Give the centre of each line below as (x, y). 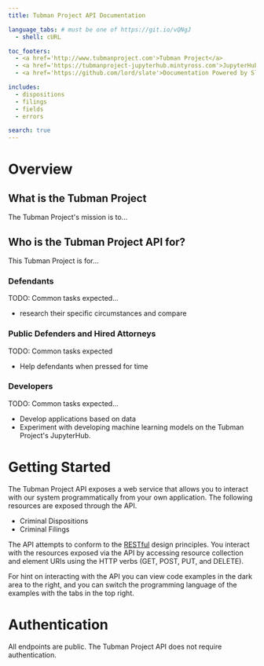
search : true (29, 130)
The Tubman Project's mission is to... (68, 218)
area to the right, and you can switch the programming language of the (123, 584)
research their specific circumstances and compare (103, 313)
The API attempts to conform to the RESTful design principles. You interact (129, 544)
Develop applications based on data (77, 419)
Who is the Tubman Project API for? (97, 242)
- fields (29, 109)
